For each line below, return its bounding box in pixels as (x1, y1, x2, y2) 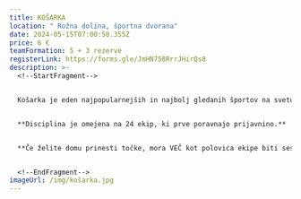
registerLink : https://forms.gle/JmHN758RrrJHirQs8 (9, 55, 206, 64)
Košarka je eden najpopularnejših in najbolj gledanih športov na (17, 95, 271, 104)
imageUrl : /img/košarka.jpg (9, 176, 115, 185)
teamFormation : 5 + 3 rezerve (9, 47, 123, 56)
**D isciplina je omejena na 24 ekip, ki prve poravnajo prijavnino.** (17, 119, 287, 128)
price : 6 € (9, 38, 50, 48)
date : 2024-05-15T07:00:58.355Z (9, 30, 130, 39)
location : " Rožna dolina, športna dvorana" (9, 22, 178, 30)
